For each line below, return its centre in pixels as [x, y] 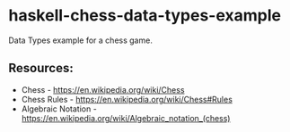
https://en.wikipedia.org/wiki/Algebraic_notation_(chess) [126, 118]
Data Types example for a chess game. [81, 40]
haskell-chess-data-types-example [145, 16]
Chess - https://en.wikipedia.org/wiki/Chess [103, 89]
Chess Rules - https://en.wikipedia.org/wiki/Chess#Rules [127, 99]
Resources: [41, 68]
